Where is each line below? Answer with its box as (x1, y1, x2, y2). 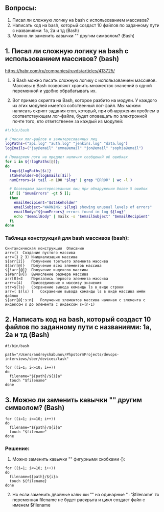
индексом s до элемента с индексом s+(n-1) (5, 302, 95, 307)
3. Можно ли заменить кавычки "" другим (5, 396, 142, 404)
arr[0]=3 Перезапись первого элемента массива (5, 276, 109, 281)
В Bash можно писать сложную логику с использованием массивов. (12, 77, 157, 83)
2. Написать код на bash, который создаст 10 (5, 315, 151, 323)
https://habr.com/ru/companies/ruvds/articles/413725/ (5, 67, 115, 73)
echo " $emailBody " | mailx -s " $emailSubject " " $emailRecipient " (14, 214, 150, 219)
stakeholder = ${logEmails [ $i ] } (9, 173, 71, 178)
